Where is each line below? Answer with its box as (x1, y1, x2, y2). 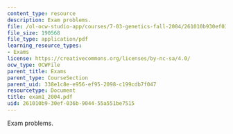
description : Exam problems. (7, 17, 92, 23)
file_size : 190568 (7, 29, 60, 37)
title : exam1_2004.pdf (7, 94, 73, 101)
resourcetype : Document (7, 87, 76, 94)
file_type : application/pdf (7, 36, 89, 43)
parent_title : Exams (7, 68, 67, 75)
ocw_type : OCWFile (7, 61, 60, 68)
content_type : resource (7, 10, 76, 17)
